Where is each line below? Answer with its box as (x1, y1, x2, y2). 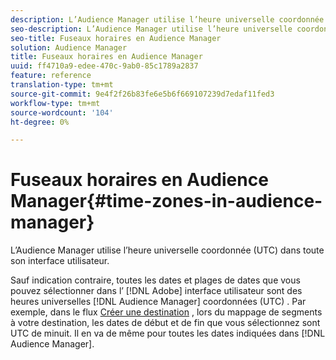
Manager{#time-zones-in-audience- (10, 190, 323, 213)
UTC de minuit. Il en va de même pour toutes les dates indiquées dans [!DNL (10, 327, 326, 340)
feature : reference (10, 71, 92, 81)
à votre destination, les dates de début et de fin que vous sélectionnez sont (10, 317, 321, 329)
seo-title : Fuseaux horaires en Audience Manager (10, 33, 222, 43)
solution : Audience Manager (10, 42, 128, 53)
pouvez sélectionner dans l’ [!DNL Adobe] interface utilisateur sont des (10, 285, 303, 297)
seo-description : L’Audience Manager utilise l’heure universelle (10, 24, 293, 34)
